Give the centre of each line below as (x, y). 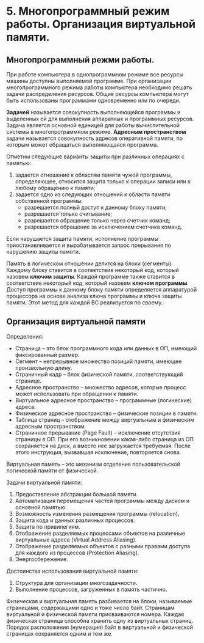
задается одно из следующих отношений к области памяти (93, 194)
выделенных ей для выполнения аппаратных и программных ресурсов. (100, 119)
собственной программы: (49, 201)
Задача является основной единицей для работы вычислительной (93, 125)
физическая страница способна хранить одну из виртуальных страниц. (100, 620)
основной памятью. (41, 507)
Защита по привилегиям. (47, 526)
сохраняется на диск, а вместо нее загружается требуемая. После (103, 446)
